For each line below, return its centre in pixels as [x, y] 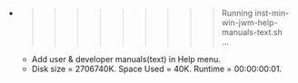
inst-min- [272, 13]
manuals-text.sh [252, 32]
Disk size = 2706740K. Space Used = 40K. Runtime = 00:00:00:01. [157, 69]
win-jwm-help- [249, 23]
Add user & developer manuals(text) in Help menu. [126, 59]
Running [237, 13]
